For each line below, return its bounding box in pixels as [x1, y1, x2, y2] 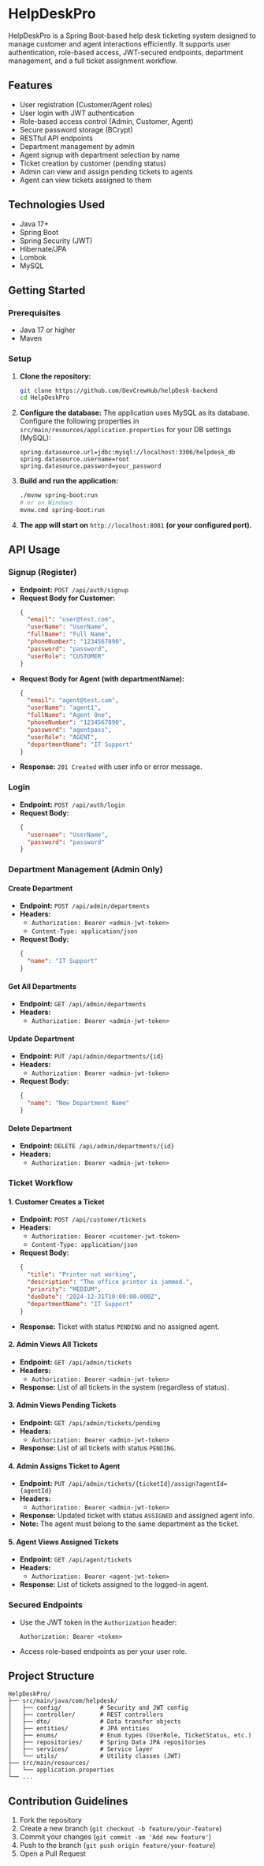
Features [8, 79, 53, 92]
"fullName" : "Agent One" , [27, 711, 112, 719]
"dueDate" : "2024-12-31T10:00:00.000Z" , [27, 1293, 162, 1301]
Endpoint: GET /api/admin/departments [19, 999, 147, 1009]
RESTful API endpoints [19, 133, 93, 143]
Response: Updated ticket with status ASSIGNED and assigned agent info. [19, 1511, 255, 1521]
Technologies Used [8, 198, 105, 211]
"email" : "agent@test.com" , [27, 696, 120, 704]
